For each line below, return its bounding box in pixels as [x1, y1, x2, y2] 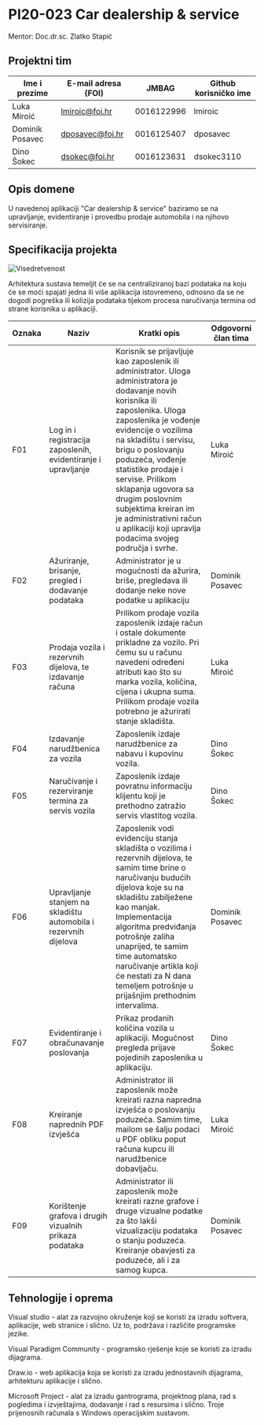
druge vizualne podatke [115, 1205, 203, 1216]
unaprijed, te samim [115, 941, 189, 952]
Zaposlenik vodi [115, 823, 174, 834]
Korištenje [49, 1201, 86, 1212]
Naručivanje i [49, 776, 98, 787]
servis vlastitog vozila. [115, 810, 198, 821]
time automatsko [115, 951, 178, 962]
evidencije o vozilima [115, 425, 193, 436]
